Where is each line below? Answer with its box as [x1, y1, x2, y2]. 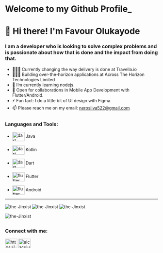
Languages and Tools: [5, 121, 58, 127]
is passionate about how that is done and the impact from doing [5, 49, 158, 56]
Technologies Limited [12, 76, 55, 82]
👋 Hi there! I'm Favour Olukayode [5, 26, 140, 37]
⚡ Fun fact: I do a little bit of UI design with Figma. [12, 97, 112, 103]
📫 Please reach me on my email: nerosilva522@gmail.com [12, 105, 130, 110]
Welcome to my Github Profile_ [5, 3, 132, 15]
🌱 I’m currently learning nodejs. [12, 82, 75, 88]
